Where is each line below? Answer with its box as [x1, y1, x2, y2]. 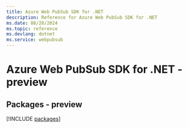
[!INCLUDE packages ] [6, 115, 61, 122]
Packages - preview [6, 99, 83, 109]
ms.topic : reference [6, 25, 58, 32]
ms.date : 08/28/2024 [6, 20, 58, 26]
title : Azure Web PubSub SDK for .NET [6, 8, 104, 15]
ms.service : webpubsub [6, 37, 63, 43]
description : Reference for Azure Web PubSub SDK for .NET [6, 14, 158, 20]
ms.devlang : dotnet [6, 31, 55, 37]
